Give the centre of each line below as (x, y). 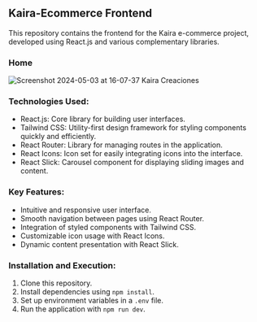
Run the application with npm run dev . (83, 309)
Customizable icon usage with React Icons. (92, 236)
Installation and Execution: (62, 265)
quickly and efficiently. (58, 137)
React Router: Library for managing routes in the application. (121, 145)
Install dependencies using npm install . (87, 292)
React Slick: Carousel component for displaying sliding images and (132, 163)
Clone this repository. (56, 283)
